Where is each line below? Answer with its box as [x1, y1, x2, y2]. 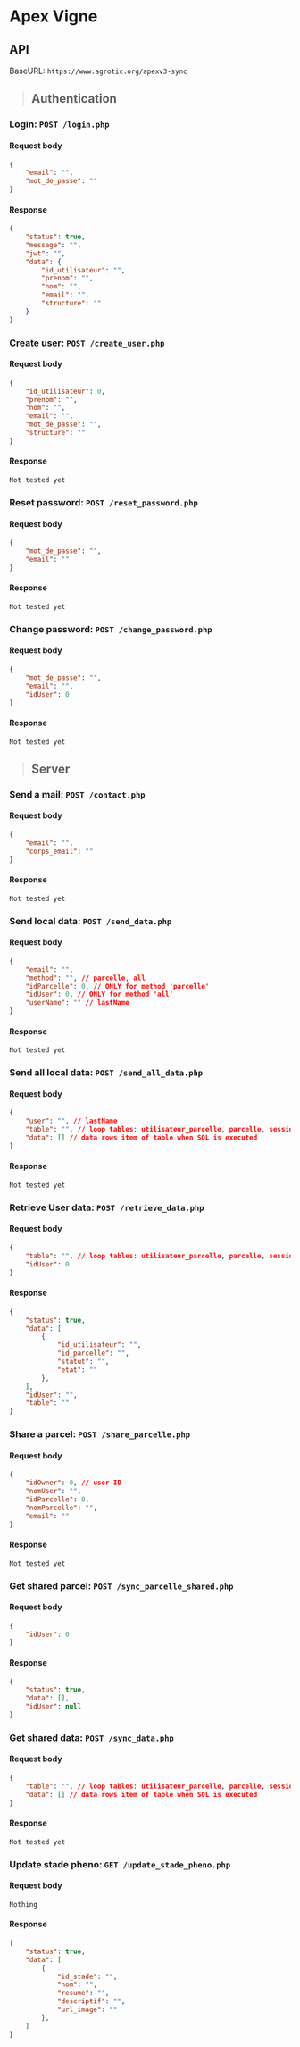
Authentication [30, 91, 118, 106]
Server [30, 761, 71, 776]
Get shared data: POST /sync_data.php [9, 1731, 174, 1743]
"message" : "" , [25, 240, 82, 249]
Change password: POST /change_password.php [9, 622, 212, 635]
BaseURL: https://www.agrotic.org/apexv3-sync [9, 65, 187, 76]
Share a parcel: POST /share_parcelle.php [9, 1428, 190, 1441]
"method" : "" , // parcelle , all [25, 973, 146, 982]
